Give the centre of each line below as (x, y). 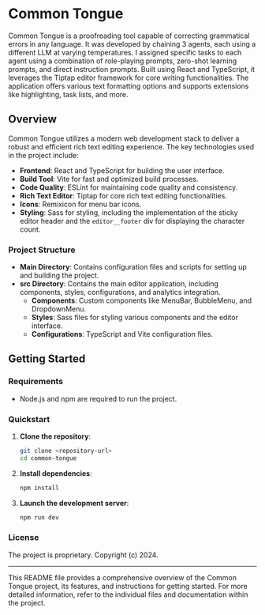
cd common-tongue (48, 458)
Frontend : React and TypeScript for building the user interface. (122, 170)
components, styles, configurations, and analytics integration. (120, 292)
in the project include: (43, 155)
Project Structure (42, 250)
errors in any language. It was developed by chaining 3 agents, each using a (132, 43)
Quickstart (29, 419)
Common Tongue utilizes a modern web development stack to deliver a (124, 138)
